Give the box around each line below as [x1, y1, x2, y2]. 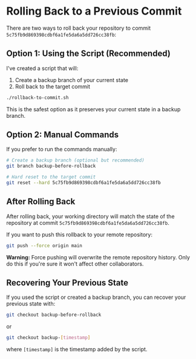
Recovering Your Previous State [6, 278, 129, 288]
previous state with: [6, 300, 56, 307]
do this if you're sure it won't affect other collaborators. [6, 260, 144, 267]
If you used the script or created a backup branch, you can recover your [6, 293, 186, 301]
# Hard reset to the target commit [6, 174, 96, 180]
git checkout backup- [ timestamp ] [6, 335, 91, 341]
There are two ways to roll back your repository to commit [6, 24, 151, 32]
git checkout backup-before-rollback [6, 312, 102, 318]
